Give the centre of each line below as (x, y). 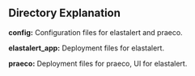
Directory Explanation (65, 13)
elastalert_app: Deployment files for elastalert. (86, 48)
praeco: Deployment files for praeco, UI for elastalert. (98, 63)
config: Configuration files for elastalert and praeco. (96, 32)
